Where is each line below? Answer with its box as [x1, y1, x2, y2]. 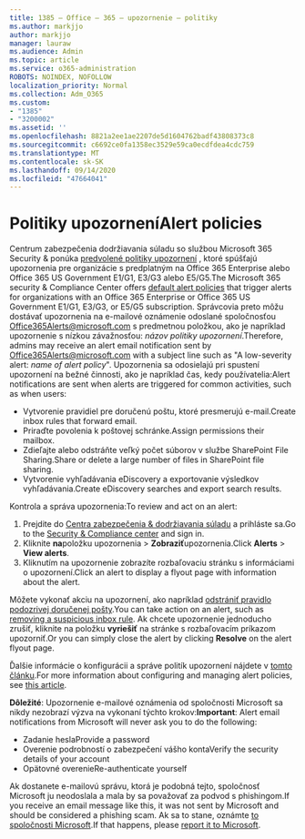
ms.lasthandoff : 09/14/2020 [9, 166, 117, 175]
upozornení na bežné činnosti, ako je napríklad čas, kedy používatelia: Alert [9, 369, 290, 380]
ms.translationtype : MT [9, 148, 100, 157]
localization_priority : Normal [9, 81, 128, 90]
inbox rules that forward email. [22, 416, 137, 427]
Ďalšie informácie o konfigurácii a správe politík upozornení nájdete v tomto [9, 661, 293, 672]
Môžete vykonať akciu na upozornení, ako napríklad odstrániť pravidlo [9, 594, 271, 605]
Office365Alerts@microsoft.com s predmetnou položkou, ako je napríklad [9, 320, 286, 332]
